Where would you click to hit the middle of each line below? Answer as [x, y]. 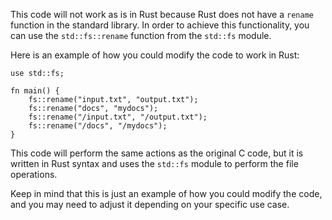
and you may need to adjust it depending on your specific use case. [150, 204]
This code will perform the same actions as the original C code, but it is [157, 153]
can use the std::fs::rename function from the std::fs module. [141, 35]
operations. [34, 174]
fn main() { [35, 91]
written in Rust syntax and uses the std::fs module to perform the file [154, 163]
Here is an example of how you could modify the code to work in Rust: [155, 55]
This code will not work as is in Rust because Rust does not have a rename [162, 14]
